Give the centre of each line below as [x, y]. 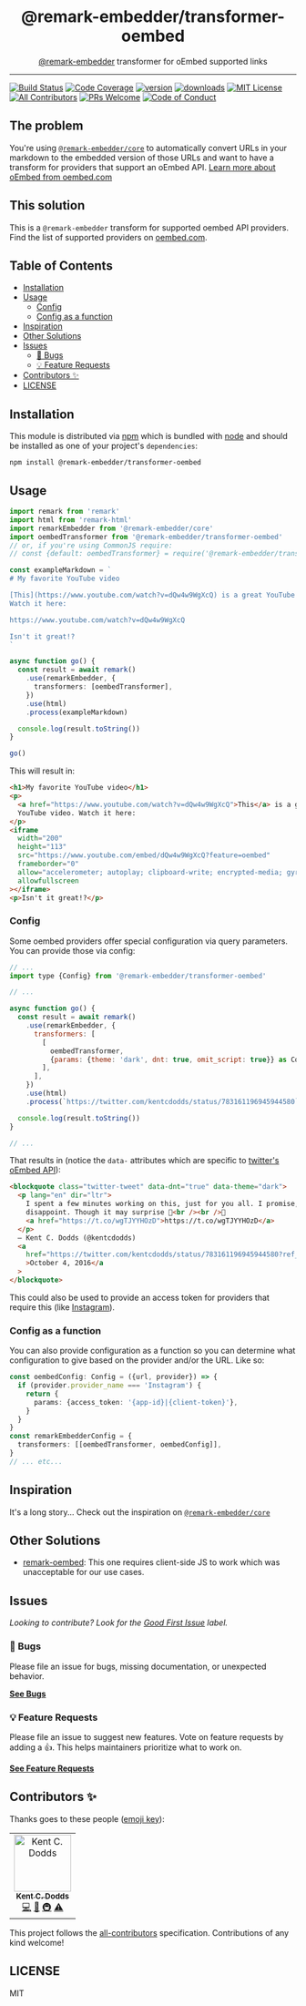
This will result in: [42, 771]
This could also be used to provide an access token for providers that [140, 1297]
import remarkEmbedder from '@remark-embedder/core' [112, 528]
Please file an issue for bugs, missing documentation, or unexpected [138, 1666]
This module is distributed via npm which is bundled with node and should [149, 436]
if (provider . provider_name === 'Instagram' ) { [110, 1386]
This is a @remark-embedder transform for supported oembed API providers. [149, 227]
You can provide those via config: [72, 950]
